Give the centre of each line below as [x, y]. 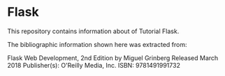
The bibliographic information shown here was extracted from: [97, 44]
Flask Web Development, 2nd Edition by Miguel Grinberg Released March [113, 58]
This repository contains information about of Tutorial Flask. [93, 31]
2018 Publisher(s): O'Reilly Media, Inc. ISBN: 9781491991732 [94, 65]
